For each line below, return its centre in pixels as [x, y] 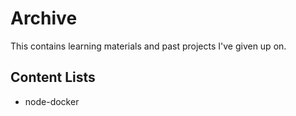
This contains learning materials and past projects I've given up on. [148, 46]
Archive [44, 18]
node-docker [52, 101]
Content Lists [53, 77]
